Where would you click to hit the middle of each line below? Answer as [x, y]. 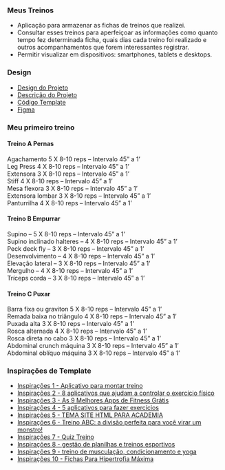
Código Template [42, 102]
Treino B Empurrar [34, 218]
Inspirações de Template [49, 371]
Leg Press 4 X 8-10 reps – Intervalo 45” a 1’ [68, 166]
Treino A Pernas [31, 144]
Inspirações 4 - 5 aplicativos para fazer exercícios [88, 408]
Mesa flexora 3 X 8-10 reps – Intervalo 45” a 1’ [72, 188]
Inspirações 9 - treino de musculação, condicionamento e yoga [107, 452]
